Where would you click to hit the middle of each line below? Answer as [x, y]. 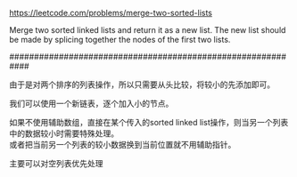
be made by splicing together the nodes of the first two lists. [120, 40]
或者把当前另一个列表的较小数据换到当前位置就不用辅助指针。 [123, 145]
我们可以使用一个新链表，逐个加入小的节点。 [91, 103]
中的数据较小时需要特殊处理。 [64, 133]
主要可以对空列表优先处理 [56, 163]
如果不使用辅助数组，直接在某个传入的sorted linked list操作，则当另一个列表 [149, 122]
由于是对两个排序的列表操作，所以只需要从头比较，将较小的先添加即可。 [142, 84]
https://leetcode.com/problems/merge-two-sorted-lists [111, 13]
